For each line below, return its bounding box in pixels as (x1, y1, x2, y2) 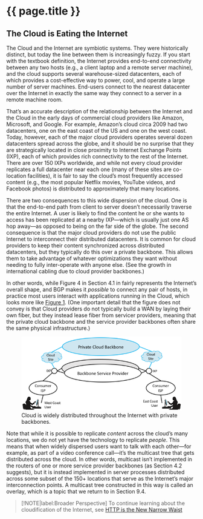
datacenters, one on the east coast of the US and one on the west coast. (6, 127, 187, 134)
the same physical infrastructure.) (6, 324, 91, 332)
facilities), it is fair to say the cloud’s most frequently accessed (27, 172, 183, 179)
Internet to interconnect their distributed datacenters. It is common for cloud (6, 235, 196, 243)
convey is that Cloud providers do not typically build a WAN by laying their (6, 305, 192, 312)
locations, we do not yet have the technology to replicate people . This (6, 437, 180, 444)
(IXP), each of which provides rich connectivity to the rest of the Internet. (6, 153, 188, 160)
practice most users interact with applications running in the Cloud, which (6, 292, 190, 300)
